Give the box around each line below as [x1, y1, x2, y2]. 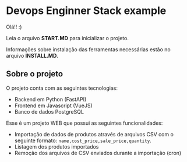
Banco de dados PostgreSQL [14, 108, 84, 115]
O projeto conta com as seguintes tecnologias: [6, 84, 118, 91]
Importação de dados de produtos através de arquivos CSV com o [14, 131, 174, 138]
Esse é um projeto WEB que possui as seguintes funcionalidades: [6, 119, 163, 126]
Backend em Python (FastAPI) [14, 96, 87, 103]
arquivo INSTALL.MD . [6, 52, 59, 59]
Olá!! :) [6, 23, 22, 30]
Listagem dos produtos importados [14, 143, 99, 150]
